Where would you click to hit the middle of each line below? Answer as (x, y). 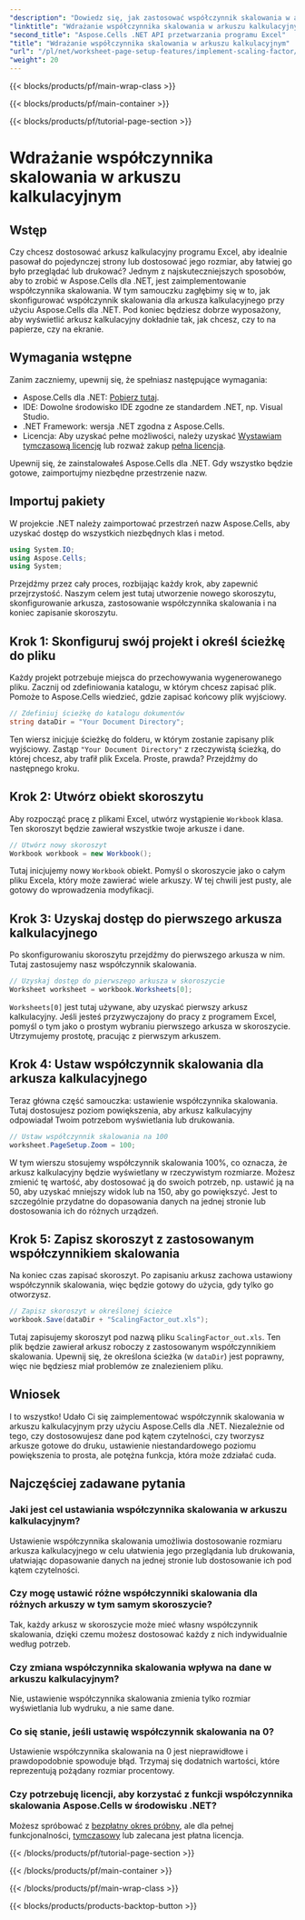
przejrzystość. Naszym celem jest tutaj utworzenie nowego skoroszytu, (143, 594)
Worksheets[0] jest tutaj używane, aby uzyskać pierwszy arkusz (128, 1006)
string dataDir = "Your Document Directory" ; (97, 722)
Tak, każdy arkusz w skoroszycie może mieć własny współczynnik (134, 1625)
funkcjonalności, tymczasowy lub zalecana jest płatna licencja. (127, 1835)
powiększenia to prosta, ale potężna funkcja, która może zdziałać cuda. (143, 1455)
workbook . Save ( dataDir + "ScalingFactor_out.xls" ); (109, 1320)
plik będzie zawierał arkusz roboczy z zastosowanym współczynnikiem (143, 1347)
